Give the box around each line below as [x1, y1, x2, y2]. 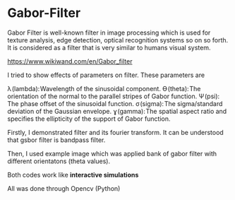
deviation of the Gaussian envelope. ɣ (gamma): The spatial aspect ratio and [7, 107, 227, 115]
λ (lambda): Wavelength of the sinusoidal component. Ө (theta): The [7, 84, 201, 93]
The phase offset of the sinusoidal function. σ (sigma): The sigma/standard [7, 99, 223, 107]
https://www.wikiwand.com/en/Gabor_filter [7, 57, 133, 65]
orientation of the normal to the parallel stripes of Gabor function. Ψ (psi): [7, 92, 220, 100]
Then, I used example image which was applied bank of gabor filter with [7, 149, 217, 158]
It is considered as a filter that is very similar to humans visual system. [7, 43, 211, 52]
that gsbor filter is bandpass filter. [7, 136, 106, 144]
